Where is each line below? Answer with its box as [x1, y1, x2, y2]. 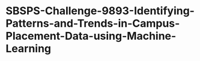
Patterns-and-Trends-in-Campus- [5, 17, 180, 30]
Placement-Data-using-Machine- [5, 30, 177, 43]
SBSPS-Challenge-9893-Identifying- [5, 4, 195, 18]
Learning [5, 42, 52, 56]
